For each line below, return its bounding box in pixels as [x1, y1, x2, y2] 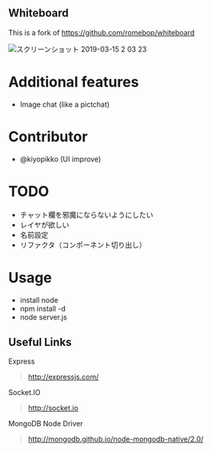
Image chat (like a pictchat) [19, 100, 110, 109]
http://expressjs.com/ [27, 373, 99, 382]
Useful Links [8, 335, 72, 348]
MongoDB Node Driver [8, 419, 84, 429]
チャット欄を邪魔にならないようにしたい [19, 210, 154, 219]
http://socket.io [27, 403, 78, 413]
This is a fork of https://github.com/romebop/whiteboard [8, 27, 195, 37]
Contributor [8, 128, 88, 145]
